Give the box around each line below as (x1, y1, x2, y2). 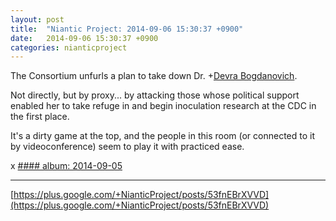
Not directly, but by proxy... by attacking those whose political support (10, 89, 300, 101)
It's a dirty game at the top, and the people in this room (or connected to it (10, 130, 316, 142)
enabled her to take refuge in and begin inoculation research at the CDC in (10, 100, 317, 112)
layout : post (10, 14, 65, 25)
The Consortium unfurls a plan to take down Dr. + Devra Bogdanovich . (10, 70, 298, 82)
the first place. (10, 111, 70, 123)
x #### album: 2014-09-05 (10, 160, 123, 172)
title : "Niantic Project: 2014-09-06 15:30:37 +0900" (10, 24, 244, 34)
